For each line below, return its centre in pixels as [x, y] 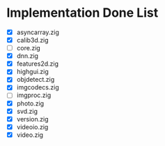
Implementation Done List [82, 13]
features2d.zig [38, 64]
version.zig [32, 119]
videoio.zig [32, 126]
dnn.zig [28, 56]
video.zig [30, 135]
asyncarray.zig [38, 32]
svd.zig [27, 111]
